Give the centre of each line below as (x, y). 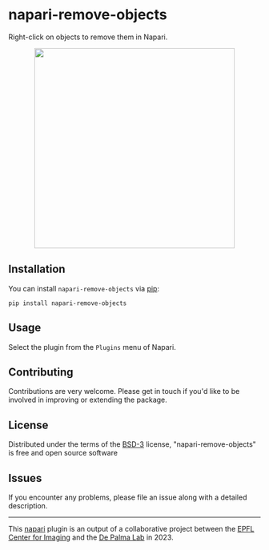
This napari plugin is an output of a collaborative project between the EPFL (131, 529)
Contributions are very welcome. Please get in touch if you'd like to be (124, 391)
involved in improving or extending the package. (88, 400)
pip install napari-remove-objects (68, 303)
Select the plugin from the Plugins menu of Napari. (92, 347)
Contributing (41, 372)
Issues (25, 478)
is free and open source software (63, 453)
